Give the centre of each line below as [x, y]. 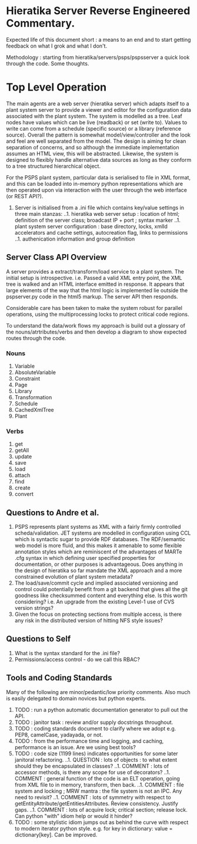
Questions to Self [39, 639]
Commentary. [41, 23]
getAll [22, 451]
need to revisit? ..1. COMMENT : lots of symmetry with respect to [93, 797]
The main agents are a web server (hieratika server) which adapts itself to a [98, 104]
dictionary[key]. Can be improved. [56, 835]
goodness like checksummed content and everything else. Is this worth [101, 596]
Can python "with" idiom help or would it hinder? [74, 816]
